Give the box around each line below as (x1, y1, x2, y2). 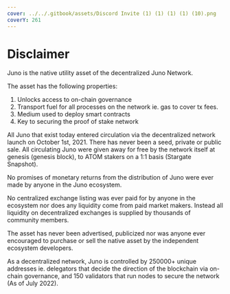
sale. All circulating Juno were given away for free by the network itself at (7, 145, 216, 154)
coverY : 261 (7, 17, 41, 23)
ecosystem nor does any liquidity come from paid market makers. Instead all (7, 201, 223, 210)
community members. (7, 216, 69, 224)
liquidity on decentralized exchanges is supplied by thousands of (7, 209, 191, 217)
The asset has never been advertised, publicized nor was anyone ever (7, 229, 206, 238)
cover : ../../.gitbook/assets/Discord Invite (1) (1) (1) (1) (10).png (7, 10, 216, 17)
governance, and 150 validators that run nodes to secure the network (23, 272, 220, 280)
